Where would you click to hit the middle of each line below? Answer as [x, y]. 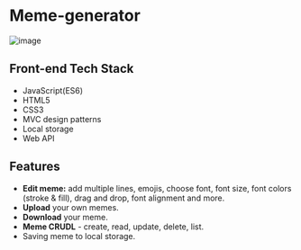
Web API [38, 138]
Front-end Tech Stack [72, 69]
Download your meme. [65, 217]
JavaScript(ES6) [53, 90]
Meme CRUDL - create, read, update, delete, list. [113, 227]
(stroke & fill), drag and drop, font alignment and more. [123, 198]
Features [35, 167]
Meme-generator [75, 16]
